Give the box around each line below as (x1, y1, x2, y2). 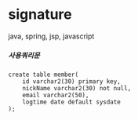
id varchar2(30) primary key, (22, 77, 122, 85)
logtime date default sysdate (22, 98, 122, 106)
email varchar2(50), (22, 91, 89, 99)
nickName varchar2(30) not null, (22, 84, 132, 92)
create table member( (8, 71, 79, 78)
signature (8, 5, 72, 24)
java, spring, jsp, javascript (8, 31, 95, 41)
